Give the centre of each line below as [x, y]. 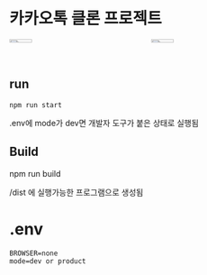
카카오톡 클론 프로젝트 [85, 18]
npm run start [36, 105]
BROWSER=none [34, 253]
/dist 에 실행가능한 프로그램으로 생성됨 [76, 192]
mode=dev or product [48, 261]
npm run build [35, 173]
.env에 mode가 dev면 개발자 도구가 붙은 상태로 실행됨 [104, 123]
